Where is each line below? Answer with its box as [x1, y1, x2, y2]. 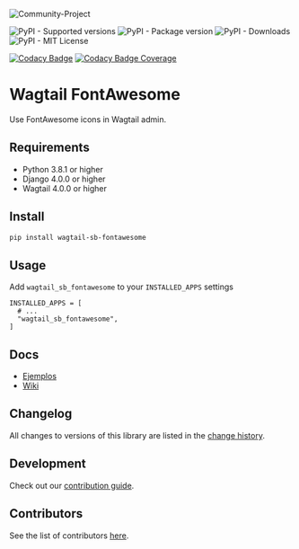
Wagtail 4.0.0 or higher [22, 182, 108, 193]
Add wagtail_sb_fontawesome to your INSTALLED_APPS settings [9, 281, 233, 292]
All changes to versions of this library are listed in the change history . [9, 429, 265, 440]
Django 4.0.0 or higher [22, 173, 106, 184]
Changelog [9, 406, 73, 421]
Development [9, 456, 87, 472]
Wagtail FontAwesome [9, 84, 181, 105]
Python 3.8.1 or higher [22, 164, 103, 174]
